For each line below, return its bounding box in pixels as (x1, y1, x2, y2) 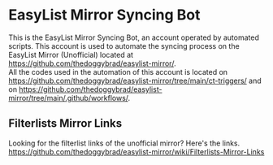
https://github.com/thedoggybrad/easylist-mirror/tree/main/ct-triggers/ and (8, 76, 262, 85)
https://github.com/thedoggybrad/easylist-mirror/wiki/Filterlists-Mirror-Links (8, 146, 265, 156)
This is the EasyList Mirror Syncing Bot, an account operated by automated (8, 33, 260, 42)
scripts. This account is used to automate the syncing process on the (8, 41, 240, 50)
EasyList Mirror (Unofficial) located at (8, 50, 134, 59)
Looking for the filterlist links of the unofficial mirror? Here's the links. (8, 138, 240, 148)
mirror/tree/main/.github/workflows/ (8, 93, 128, 102)
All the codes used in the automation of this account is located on (8, 67, 228, 76)
